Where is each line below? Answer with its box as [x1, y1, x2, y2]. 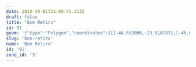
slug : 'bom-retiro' [6, 36, 54, 41]
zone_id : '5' [6, 52, 38, 58]
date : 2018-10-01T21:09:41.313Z [6, 8, 85, 15]
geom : [6, 30, 19, 36]
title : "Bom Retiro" [6, 19, 57, 25]
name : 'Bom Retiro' [6, 41, 54, 47]
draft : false [6, 14, 38, 20]
